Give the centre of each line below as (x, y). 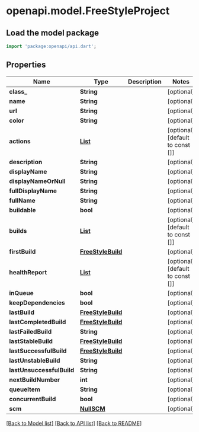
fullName (22, 200)
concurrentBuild (33, 399)
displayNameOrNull (38, 181)
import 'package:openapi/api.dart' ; (51, 46)
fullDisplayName (33, 191)
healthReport (28, 272)
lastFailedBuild (31, 331)
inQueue (21, 293)
